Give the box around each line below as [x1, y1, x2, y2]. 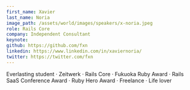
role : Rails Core [6, 25, 50, 32]
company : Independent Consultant [6, 31, 91, 37]
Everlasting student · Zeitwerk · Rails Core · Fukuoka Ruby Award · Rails [6, 70, 184, 77]
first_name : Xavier [6, 8, 56, 15]
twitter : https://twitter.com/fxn [6, 54, 94, 60]
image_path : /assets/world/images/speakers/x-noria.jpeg [6, 20, 153, 26]
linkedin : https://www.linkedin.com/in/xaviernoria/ [6, 48, 142, 54]
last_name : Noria [6, 14, 50, 21]
